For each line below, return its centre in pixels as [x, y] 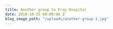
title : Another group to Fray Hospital [46, 10]
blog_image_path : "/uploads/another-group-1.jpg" [57, 19]
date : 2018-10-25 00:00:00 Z [35, 14]
